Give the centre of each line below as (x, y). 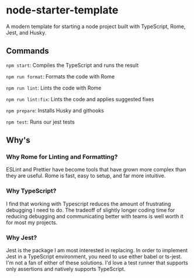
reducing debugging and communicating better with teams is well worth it (95, 216)
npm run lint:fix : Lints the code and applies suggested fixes (80, 99)
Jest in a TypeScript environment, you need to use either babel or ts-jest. (94, 257)
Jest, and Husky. (26, 32)
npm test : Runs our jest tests (40, 122)
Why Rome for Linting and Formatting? (62, 157)
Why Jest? (22, 238)
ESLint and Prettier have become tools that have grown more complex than (96, 170)
